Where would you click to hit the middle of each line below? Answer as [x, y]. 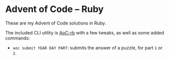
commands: [18, 38]
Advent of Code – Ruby [55, 9]
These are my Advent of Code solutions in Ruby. [56, 23]
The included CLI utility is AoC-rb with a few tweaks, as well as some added [85, 32]
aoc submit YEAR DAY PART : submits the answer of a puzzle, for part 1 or [88, 47]
